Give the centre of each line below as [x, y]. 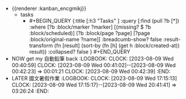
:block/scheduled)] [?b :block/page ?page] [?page [89, 33]
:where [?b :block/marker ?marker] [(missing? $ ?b [90, 27]
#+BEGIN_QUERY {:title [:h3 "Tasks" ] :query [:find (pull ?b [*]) [104, 21]
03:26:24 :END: [30, 91]
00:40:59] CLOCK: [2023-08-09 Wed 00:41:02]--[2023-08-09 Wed [94, 65]
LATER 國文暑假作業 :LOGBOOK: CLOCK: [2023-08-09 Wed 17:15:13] [94, 78]
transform [41, 45]
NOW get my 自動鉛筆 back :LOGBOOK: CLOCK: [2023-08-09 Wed [93, 59]
